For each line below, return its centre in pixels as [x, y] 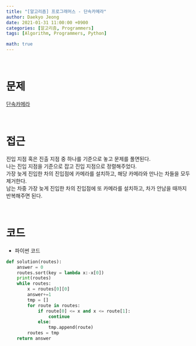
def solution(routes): [34, 262]
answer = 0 [30, 267]
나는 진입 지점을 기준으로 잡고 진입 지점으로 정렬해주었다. [71, 166]
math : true [19, 44]
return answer [34, 339]
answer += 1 [39, 295]
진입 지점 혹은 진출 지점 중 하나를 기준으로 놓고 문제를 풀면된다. [79, 159]
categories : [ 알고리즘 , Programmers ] [50, 28]
